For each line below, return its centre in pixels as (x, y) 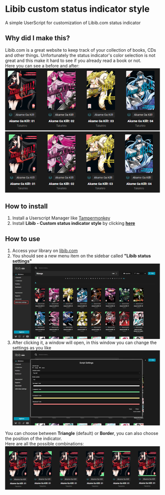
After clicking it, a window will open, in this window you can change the (84, 342)
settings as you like (32, 347)
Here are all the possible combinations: (45, 444)
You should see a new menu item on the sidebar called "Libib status (82, 256)
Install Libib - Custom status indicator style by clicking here (74, 223)
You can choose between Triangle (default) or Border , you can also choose (82, 433)
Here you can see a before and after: (42, 65)
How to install (27, 206)
